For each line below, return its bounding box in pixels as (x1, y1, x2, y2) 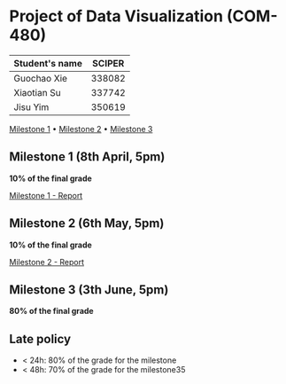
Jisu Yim (13, 100, 50, 113)
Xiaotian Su (13, 86, 61, 98)
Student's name (13, 57, 82, 69)
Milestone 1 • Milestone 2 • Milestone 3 (9, 123, 153, 134)
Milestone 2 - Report (9, 256, 85, 267)
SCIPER (92, 57, 125, 69)
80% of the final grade (9, 306, 95, 317)
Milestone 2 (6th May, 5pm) (9, 216, 165, 231)
